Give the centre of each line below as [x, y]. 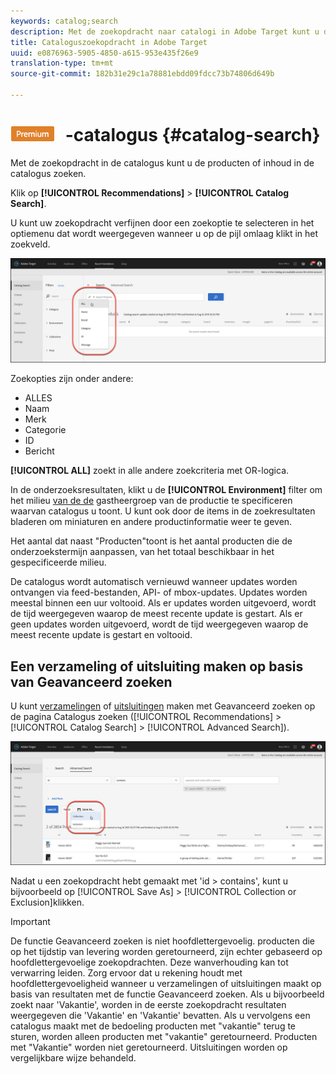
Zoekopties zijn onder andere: [72, 379]
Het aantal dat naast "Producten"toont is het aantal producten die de [151, 541]
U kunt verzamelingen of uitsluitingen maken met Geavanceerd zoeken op [163, 706]
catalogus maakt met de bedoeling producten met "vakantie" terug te [153, 1026]
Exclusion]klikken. [47, 902]
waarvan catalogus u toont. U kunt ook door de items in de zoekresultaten [163, 511]
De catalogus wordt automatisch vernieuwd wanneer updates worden [154, 582]
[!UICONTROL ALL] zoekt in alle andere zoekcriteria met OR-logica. [150, 471]
